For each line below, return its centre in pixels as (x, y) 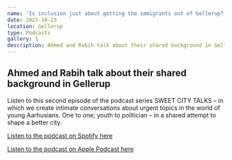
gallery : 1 (23, 39)
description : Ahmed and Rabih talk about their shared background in (109, 45)
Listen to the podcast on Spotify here (60, 135)
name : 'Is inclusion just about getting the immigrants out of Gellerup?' (117, 13)
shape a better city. (35, 122)
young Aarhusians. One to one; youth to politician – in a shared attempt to (112, 115)
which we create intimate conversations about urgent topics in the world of (114, 108)
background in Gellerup (59, 84)
